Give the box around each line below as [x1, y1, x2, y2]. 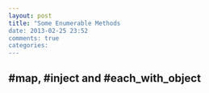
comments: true [8, 34, 60, 42]
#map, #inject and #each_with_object [8, 71, 202, 85]
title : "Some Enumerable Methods [8, 19, 121, 27]
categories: [8, 42, 48, 50]
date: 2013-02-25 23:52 [8, 26, 89, 34]
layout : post [8, 11, 52, 20]
